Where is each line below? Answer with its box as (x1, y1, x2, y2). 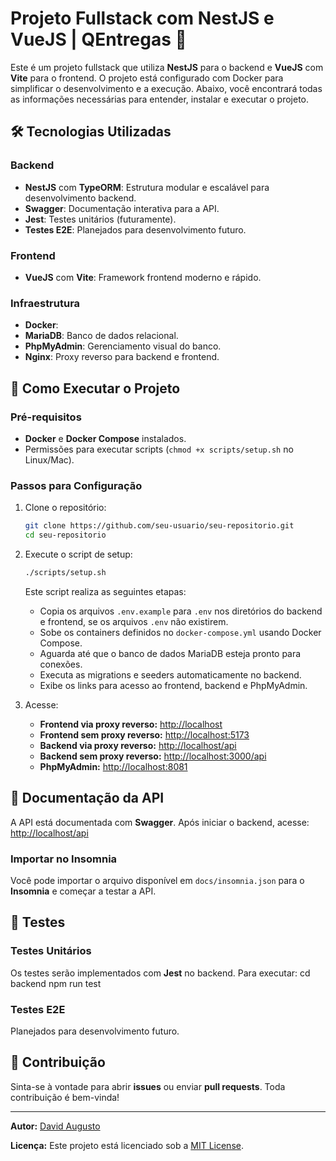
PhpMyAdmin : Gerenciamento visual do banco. (24, 340, 222, 352)
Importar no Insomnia (10, 852, 118, 866)
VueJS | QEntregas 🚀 (10, 28, 187, 51)
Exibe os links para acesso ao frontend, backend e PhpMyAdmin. (39, 679, 308, 691)
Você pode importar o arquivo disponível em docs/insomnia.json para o (10, 874, 305, 886)
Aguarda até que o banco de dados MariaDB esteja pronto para (39, 647, 302, 659)
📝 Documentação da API (10, 790, 165, 807)
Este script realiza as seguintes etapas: (24, 585, 187, 597)
